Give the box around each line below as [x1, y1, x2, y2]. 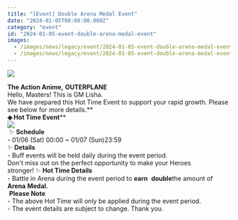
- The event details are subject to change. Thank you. [7, 204, 164, 213]
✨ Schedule [8, 127, 45, 136]
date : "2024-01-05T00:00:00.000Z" [7, 17, 110, 24]
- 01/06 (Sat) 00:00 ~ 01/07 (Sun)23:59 [7, 136, 122, 144]
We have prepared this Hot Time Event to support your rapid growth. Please [7, 97, 229, 106]
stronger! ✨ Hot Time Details [7, 166, 93, 175]
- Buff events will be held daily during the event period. [7, 150, 168, 160]
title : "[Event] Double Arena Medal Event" [7, 10, 138, 18]
